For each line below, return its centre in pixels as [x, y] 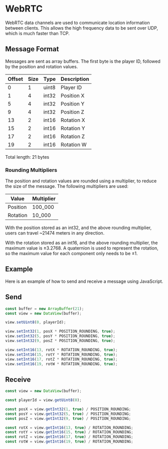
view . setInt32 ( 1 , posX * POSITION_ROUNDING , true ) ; [60, 331]
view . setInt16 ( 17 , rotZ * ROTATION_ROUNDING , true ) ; [61, 359]
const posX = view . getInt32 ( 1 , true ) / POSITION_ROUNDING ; [68, 409]
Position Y [72, 103]
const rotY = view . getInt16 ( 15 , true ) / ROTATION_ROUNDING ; [69, 432]
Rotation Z [73, 136]
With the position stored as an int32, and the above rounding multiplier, [78, 228]
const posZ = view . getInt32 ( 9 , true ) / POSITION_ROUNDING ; [68, 418]
